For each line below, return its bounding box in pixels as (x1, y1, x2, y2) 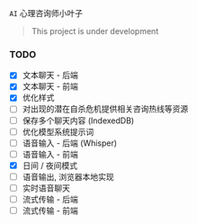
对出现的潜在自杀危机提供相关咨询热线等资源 (22, 103, 189, 114)
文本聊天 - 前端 (22, 81, 79, 92)
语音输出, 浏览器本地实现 (22, 171, 114, 182)
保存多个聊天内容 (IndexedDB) (22, 115, 135, 126)
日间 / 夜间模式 (22, 160, 78, 171)
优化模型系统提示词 (22, 126, 94, 137)
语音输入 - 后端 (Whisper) (22, 138, 118, 148)
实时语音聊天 (22, 183, 70, 193)
